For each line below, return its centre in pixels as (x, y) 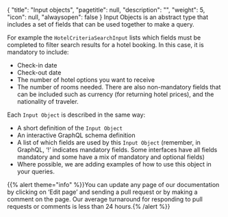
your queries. (36, 171)
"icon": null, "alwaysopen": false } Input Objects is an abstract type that (108, 17)
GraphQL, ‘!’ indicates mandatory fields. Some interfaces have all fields (117, 150)
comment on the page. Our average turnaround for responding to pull (105, 199)
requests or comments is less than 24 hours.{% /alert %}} (89, 206)
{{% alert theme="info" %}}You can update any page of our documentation (113, 185)
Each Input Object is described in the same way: (76, 115)
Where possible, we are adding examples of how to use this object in (114, 164)
